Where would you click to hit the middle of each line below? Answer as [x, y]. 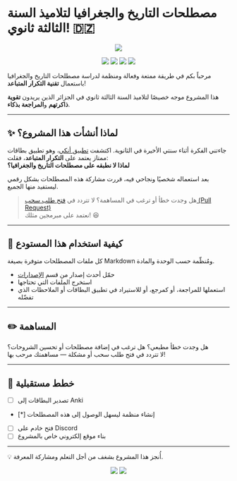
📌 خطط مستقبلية [41, 383]
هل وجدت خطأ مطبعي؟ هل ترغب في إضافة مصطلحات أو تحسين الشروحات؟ [108, 347]
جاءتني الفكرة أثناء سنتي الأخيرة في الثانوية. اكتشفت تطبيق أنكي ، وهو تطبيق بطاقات [117, 150]
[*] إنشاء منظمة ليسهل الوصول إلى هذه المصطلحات [86, 415]
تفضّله [25, 297]
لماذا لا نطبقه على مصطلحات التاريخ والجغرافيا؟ [68, 165]
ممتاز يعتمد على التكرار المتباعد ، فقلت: [58, 157]
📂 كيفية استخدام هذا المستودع [65, 244]
